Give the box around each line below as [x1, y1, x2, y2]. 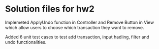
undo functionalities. [5, 39, 47, 45]
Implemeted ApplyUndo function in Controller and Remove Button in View [5, 19, 154, 25]
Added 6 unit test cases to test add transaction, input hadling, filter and [5, 34, 150, 40]
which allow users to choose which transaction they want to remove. [5, 24, 144, 30]
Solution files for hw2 [5, 3, 95, 15]
